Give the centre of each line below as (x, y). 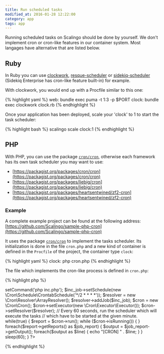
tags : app (15, 23)
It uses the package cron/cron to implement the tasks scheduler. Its (73, 241)
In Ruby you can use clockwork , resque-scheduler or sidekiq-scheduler (78, 75)
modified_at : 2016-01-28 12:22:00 (41, 14)
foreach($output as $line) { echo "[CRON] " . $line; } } (88, 332)
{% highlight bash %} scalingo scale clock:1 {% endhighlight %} (70, 129)
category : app (20, 19)
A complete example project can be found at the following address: (73, 221)
